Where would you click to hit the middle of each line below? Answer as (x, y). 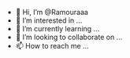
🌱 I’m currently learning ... (58, 29)
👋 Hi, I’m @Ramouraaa (52, 12)
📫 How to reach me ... (52, 46)
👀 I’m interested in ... (49, 20)
